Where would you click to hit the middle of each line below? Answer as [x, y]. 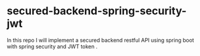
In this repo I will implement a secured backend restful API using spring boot [101, 40]
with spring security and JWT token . [52, 46]
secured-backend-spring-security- [97, 11]
